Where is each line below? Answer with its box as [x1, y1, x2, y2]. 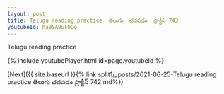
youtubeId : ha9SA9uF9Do [7, 23, 78, 30]
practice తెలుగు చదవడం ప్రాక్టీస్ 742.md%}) [7, 78, 124, 86]
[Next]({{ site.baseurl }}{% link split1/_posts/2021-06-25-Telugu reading [7, 70, 217, 78]
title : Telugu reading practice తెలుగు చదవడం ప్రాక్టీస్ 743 [7, 17, 179, 24]
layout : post [7, 10, 46, 18]
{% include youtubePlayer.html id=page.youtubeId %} [7, 57, 165, 65]
